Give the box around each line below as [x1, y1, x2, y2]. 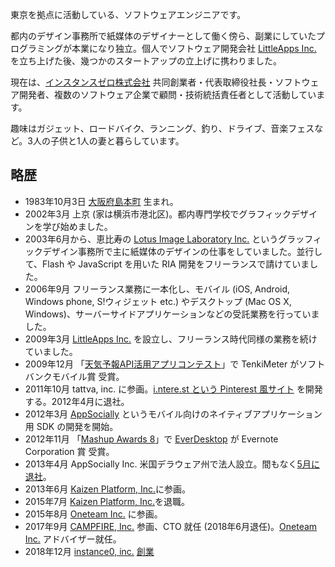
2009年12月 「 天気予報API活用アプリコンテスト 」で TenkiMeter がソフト [24, 358, 326, 370]
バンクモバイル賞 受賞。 [24, 370, 125, 382]
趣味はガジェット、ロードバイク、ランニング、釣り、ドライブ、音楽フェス [10, 123, 315, 134]
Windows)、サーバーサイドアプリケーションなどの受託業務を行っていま [24, 308, 320, 320]
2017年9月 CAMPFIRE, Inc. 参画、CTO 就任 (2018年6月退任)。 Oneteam [24, 520, 318, 532]
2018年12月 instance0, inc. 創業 [24, 545, 155, 557]
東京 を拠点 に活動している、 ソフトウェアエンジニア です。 [10, 9, 247, 20]
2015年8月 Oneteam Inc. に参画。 [24, 508, 163, 520]
